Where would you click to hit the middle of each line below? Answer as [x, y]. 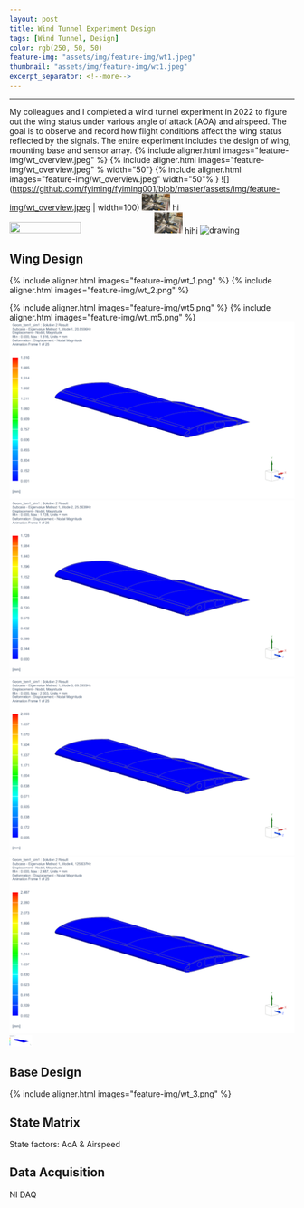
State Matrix [45, 1122]
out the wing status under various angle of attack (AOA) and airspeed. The [148, 121]
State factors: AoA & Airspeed [65, 1144]
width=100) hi [138, 207]
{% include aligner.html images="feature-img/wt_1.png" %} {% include [141, 281]
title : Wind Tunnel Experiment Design [82, 29]
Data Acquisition [57, 1173]
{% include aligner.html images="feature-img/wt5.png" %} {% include [140, 308]
